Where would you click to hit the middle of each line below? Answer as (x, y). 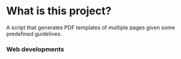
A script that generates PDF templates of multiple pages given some (91, 27)
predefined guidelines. (34, 33)
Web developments (35, 49)
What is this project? (59, 11)
